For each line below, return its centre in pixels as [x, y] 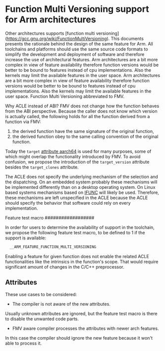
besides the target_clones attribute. [42, 167]
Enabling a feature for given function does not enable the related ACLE [77, 256]
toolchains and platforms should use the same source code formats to [77, 49]
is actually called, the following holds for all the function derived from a [78, 116]
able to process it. [24, 343]
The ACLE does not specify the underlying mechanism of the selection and [82, 176]
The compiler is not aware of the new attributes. [61, 304]
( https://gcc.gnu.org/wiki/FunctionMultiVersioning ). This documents [74, 39]
